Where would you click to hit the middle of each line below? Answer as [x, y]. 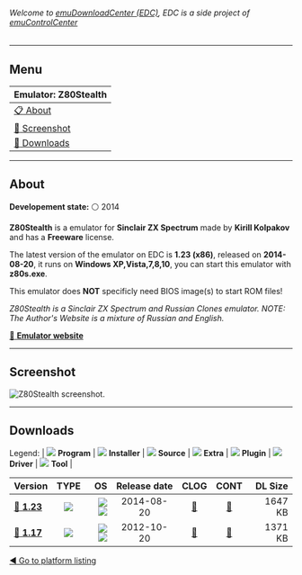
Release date [145, 486]
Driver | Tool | [41, 464]
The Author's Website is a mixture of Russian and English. [117, 318]
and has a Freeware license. [62, 237]
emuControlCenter [44, 22]
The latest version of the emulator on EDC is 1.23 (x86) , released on [136, 254]
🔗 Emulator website [46, 335]
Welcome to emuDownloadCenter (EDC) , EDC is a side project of [129, 13]
